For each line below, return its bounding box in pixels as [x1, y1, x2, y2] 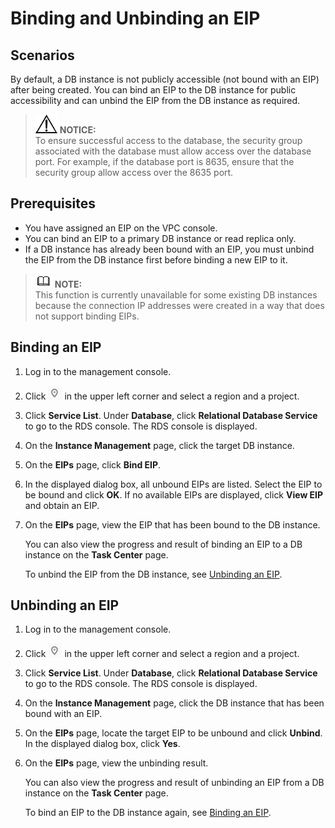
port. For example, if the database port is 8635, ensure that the [34, 156, 295, 167]
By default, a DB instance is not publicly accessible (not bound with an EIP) [10, 73, 320, 85]
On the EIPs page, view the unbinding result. [24, 757, 209, 769]
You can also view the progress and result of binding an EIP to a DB [24, 538, 303, 550]
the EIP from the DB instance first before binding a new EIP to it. [24, 253, 288, 266]
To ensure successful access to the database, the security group [34, 135, 303, 146]
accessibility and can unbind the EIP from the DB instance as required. [10, 95, 301, 106]
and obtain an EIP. [24, 499, 100, 511]
